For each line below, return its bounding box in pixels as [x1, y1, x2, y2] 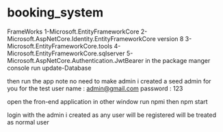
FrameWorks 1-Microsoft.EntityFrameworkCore [7, 27, 140, 36]
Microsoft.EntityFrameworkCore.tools [7, 42, 113, 50]
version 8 [157, 34, 184, 42]
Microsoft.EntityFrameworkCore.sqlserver [7, 49, 125, 57]
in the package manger [144, 56, 211, 64]
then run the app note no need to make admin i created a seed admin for [7, 77, 211, 85]
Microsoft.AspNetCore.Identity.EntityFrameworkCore [7, 34, 156, 42]
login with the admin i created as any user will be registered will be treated [7, 111, 217, 119]
